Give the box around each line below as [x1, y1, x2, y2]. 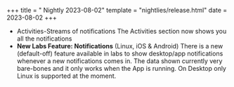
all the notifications [16, 34, 72, 43]
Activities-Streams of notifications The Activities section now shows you [16, 27, 227, 35]
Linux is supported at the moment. [16, 72, 117, 80]
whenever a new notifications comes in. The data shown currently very [16, 57, 223, 65]
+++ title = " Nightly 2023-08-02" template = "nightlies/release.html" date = [6, 6, 228, 14]
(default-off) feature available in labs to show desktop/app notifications [16, 49, 223, 58]
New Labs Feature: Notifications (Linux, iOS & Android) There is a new [16, 42, 223, 50]
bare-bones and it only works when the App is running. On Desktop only [16, 65, 226, 72]
